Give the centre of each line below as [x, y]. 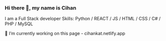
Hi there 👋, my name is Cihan [41, 8]
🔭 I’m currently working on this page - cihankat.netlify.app [65, 34]
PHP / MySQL [19, 24]
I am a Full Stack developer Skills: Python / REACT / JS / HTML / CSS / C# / [83, 19]
